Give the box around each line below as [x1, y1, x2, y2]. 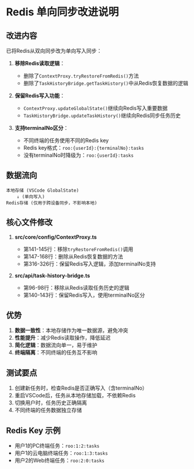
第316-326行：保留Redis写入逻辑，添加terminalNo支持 [23, 260, 156, 267]
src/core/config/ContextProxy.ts [14, 233, 97, 240]
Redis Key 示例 [6, 426, 61, 436]
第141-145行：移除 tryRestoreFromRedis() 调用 [23, 245, 133, 253]
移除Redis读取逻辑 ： [14, 60, 65, 66]
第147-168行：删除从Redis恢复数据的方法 [23, 253, 123, 260]
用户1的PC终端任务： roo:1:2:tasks [14, 442, 100, 450]
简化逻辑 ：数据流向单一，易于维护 [14, 341, 98, 349]
